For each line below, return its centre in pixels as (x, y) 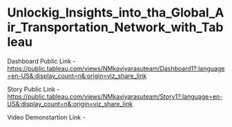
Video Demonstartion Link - (46, 117)
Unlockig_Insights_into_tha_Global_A (116, 13)
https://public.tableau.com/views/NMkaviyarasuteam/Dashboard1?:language (116, 68)
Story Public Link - (33, 89)
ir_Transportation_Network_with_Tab (115, 27)
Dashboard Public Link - (41, 61)
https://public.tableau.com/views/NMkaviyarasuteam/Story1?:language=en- (115, 96)
